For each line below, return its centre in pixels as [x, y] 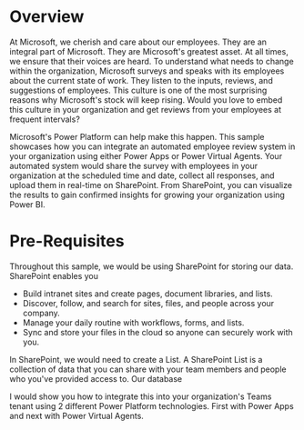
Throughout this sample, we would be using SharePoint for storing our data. [152, 266]
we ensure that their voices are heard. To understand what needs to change [152, 61]
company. [41, 313]
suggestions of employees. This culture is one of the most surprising [138, 90]
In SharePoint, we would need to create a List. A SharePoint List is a [136, 359]
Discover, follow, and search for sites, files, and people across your [148, 303]
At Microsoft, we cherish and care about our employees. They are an [138, 42]
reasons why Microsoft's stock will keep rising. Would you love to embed [146, 100]
